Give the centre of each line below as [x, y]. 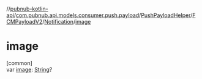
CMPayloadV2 [24, 22]
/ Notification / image [66, 22]
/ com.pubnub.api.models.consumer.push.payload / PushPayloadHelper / [103, 15]
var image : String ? [29, 69]
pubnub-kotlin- [29, 9]
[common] [19, 63]
